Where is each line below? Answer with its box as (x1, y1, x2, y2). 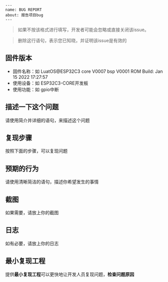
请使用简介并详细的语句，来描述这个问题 (5, 117, 90, 123)
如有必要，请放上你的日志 (5, 240, 59, 246)
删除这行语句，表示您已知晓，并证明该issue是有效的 (17, 38, 127, 43)
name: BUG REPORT (5, 7, 42, 12)
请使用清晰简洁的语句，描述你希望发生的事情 (5, 179, 99, 185)
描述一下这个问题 (5, 103, 59, 111)
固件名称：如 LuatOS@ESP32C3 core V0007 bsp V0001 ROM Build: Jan (12, 68, 163, 74)
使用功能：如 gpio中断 (12, 86, 59, 92)
